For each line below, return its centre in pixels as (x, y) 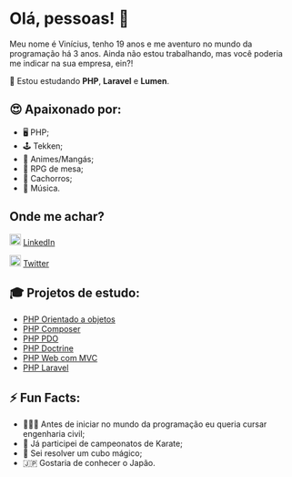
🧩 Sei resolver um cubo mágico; (82, 453)
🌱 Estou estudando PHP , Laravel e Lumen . (90, 80)
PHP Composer (51, 329)
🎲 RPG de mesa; (53, 169)
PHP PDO (40, 339)
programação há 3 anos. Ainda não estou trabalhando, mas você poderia (146, 53)
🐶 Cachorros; (47, 178)
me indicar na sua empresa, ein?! (71, 63)
